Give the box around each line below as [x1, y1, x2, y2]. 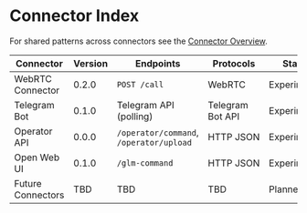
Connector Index [9, 5, 140, 26]
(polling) [116, 110, 153, 123]
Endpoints [135, 56, 181, 69]
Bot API [207, 110, 240, 123]
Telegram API [116, 98, 175, 111]
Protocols [212, 56, 256, 69]
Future [14, 177, 43, 189]
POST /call [116, 79, 164, 89]
